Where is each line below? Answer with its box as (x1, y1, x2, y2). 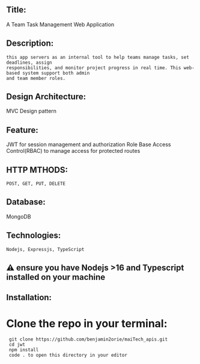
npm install (8, 347, 39, 353)
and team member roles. (6, 75, 66, 81)
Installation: (6, 292, 52, 303)
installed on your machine (6, 272, 106, 282)
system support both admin (22, 70, 90, 76)
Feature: (6, 125, 38, 135)
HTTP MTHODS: (6, 165, 68, 175)
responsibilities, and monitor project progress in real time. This (6, 64, 181, 71)
